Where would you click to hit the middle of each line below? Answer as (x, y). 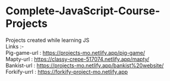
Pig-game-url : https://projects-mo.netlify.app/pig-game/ (75, 52)
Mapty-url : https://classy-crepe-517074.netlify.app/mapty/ (78, 59)
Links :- (15, 46)
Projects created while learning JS (48, 40)
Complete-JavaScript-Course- (83, 11)
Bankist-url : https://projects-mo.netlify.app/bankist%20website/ (85, 65)
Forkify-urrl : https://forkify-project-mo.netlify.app (67, 71)
